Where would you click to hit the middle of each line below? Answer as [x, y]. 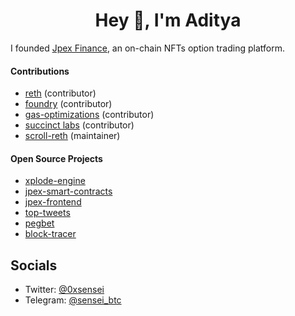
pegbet [39, 223]
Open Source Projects [56, 158]
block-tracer [50, 234]
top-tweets [47, 213]
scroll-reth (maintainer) [72, 136]
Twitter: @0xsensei [64, 290]
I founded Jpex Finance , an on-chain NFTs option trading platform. [147, 48]
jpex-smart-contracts [68, 191]
